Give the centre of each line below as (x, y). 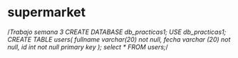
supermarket (47, 12)
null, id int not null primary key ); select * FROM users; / (88, 47)
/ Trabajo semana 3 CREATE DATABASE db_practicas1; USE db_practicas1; (117, 32)
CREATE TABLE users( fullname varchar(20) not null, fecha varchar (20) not (119, 39)
